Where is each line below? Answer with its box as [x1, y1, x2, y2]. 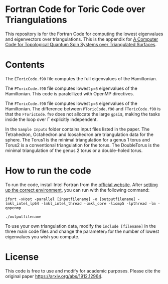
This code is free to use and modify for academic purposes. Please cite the [5, 267, 160, 274]
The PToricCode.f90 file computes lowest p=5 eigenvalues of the [5, 85, 138, 91]
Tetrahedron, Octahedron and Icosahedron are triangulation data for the [5, 131, 154, 137]
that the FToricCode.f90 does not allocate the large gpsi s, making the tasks [5, 111, 160, 117]
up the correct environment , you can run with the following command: [5, 187, 149, 193]
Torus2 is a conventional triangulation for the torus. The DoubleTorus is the [5, 142, 160, 148]
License [5, 251, 39, 262]
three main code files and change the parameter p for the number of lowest [5, 228, 159, 234]
